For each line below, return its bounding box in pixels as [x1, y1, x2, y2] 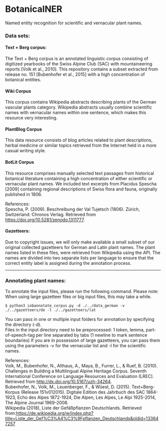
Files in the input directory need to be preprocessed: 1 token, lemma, [5, 327, 145, 333]
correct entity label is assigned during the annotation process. [5, 260, 132, 266]
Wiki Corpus [5, 88, 31, 94]
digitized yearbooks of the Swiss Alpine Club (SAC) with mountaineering [5, 61, 153, 67]
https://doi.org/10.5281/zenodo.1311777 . [5, 217, 85, 223]
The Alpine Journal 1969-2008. [5, 400, 69, 406]
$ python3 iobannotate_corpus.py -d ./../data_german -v [5, 304, 125, 308]
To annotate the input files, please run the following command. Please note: [5, 289, 159, 295]
